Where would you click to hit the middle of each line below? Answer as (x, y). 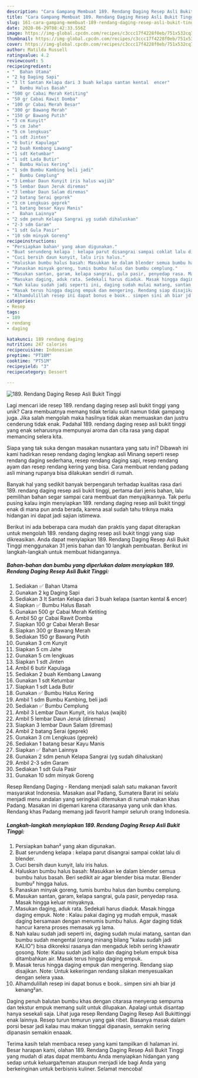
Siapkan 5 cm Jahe (38, 650)
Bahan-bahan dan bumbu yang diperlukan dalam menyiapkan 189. (91, 565)
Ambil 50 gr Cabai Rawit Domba (54, 618)
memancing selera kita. (35, 436)
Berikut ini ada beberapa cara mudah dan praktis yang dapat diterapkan (94, 527)
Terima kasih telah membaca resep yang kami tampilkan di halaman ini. (93, 1044)
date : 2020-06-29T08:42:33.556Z (46, 28)
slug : (13, 22)
